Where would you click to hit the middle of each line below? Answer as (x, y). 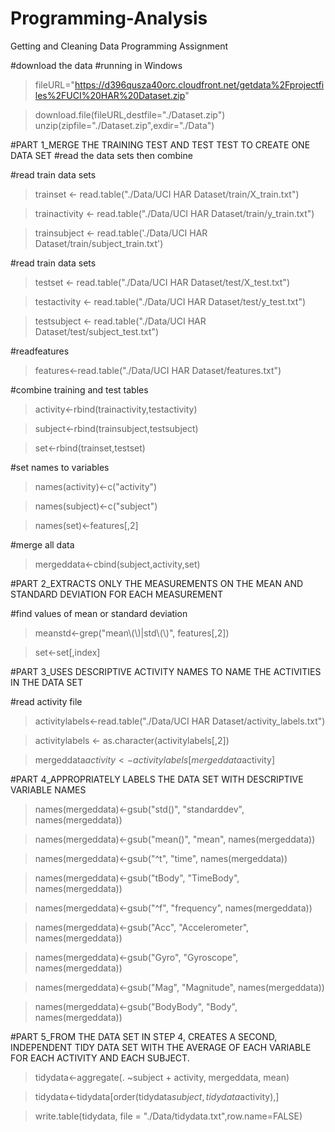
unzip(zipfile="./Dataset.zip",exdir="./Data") (124, 125)
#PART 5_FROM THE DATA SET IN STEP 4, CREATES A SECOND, (144, 1036)
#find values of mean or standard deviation (99, 613)
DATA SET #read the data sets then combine (101, 155)
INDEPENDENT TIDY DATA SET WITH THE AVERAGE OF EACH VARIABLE (161, 1047)
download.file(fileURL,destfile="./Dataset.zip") (130, 114)
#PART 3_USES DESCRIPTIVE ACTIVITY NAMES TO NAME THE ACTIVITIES (166, 671)
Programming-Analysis (109, 18)
